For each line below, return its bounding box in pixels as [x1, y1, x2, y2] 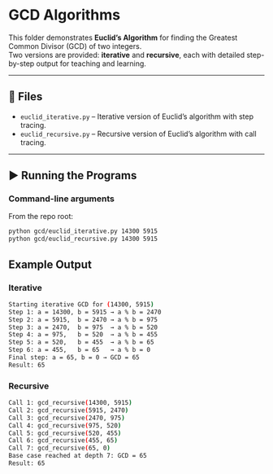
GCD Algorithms [8, 6, 121, 24]
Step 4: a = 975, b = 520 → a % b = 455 [8, 331, 158, 339]
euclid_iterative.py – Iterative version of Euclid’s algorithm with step [19, 112, 254, 121]
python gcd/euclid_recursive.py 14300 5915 [8, 235, 158, 244]
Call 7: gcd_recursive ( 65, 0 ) [8, 444, 111, 453]
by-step [8, 59, 35, 68]
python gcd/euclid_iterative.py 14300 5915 [8, 227, 158, 235]
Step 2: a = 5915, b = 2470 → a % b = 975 [8, 315, 158, 323]
